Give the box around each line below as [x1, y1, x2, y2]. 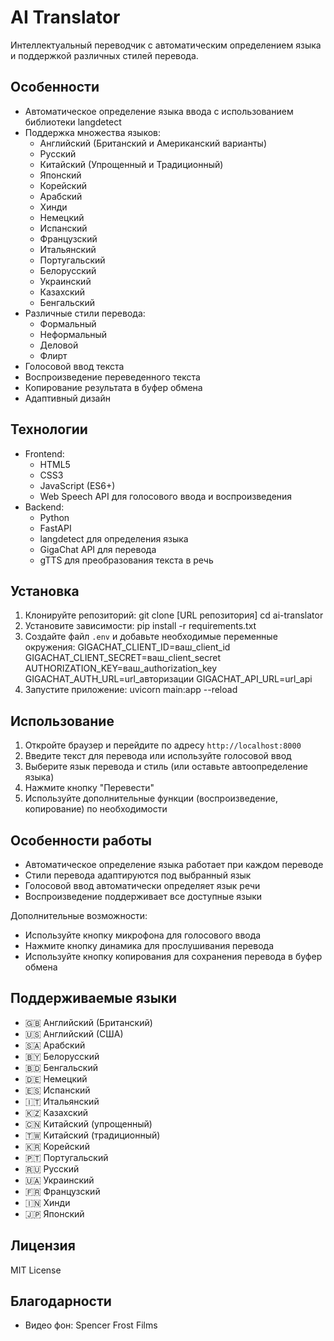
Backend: [24, 501, 65, 513]
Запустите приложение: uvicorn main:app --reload [24, 684, 238, 696]
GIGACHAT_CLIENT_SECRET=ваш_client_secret [24, 652, 222, 664]
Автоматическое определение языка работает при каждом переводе [24, 859, 324, 870]
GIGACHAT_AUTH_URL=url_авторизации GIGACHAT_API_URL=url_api [24, 673, 313, 685]
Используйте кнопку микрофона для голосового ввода [24, 929, 262, 941]
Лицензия [10, 1237, 76, 1255]
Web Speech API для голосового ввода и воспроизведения [39, 490, 293, 502]
